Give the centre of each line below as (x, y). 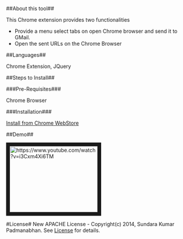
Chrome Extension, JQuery (39, 66)
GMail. (22, 37)
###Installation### (29, 112)
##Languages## (26, 55)
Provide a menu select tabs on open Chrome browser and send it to (96, 31)
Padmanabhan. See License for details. (53, 230)
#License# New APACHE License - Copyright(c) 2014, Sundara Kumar (90, 224)
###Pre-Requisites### (34, 89)
